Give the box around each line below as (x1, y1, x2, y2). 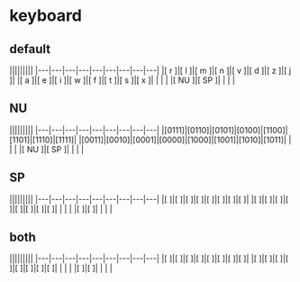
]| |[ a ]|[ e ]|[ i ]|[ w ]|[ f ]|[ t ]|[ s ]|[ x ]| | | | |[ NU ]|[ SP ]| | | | (9, 75, 236, 86)
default (9, 41, 51, 57)
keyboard (9, 5, 83, 26)
